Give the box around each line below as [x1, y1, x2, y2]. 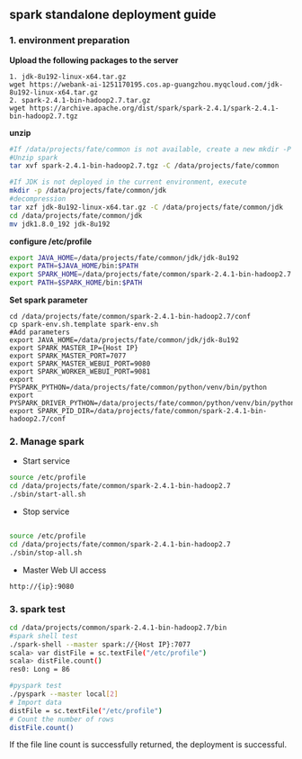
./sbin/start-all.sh [9, 490, 87, 499]
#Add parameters [9, 328, 70, 337]
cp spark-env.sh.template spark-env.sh [9, 320, 159, 330]
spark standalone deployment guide [9, 7, 217, 23]
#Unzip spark [9, 153, 58, 162]
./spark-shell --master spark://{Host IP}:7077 [9, 639, 191, 649]
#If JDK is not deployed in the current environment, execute [9, 177, 247, 187]
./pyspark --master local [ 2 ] [9, 690, 119, 699]
